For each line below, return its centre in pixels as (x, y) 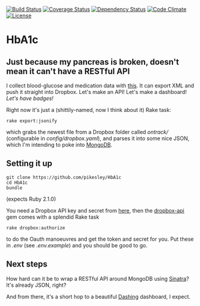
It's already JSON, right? (36, 285)
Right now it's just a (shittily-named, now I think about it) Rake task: (89, 110)
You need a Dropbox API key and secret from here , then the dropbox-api (96, 210)
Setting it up (29, 164)
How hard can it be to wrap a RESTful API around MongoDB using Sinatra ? (98, 278)
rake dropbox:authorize (36, 228)
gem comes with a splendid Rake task (53, 217)
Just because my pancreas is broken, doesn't (93, 62)
